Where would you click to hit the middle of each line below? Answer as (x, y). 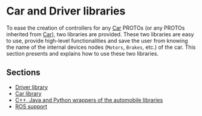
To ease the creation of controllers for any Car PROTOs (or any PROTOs (96, 28)
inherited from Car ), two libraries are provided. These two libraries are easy (100, 34)
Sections (23, 73)
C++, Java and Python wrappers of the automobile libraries (89, 100)
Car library (28, 93)
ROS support (31, 106)
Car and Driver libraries (66, 11)
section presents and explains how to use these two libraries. (83, 53)
